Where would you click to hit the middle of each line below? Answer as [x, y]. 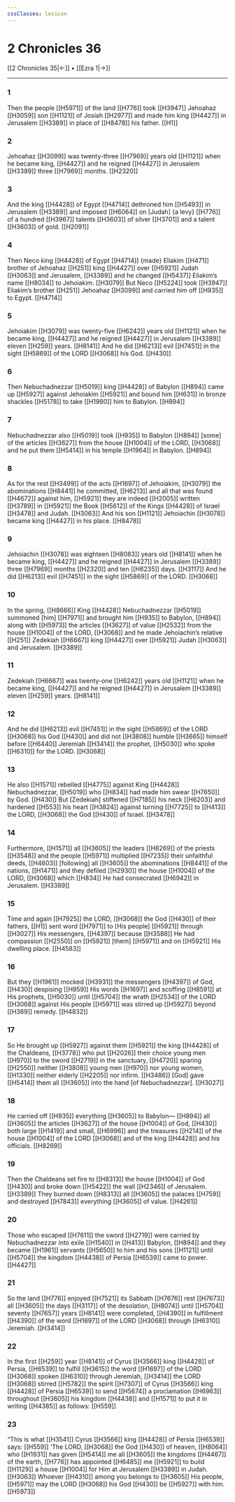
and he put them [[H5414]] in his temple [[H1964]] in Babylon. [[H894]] [109, 450]
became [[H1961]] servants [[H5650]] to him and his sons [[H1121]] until [110, 1250]
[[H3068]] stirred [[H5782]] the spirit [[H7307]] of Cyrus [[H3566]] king [110, 1384]
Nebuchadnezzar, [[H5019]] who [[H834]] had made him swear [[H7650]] [114, 792]
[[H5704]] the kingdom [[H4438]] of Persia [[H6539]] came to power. [107, 1257]
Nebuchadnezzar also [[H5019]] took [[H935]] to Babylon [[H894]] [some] [114, 435]
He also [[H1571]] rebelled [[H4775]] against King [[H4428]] [93, 785]
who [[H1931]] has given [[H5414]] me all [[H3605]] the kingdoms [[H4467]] [117, 1454]
